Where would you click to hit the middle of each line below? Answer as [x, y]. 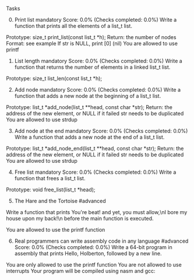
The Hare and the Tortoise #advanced [60, 201]
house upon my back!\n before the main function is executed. [80, 218]
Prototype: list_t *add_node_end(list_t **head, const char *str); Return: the [95, 148]
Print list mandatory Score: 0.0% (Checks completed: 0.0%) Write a [96, 20]
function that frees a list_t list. [50, 178]
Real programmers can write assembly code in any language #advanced [101, 241]
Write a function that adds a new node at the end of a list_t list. [89, 137]
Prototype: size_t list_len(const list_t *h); [54, 78]
